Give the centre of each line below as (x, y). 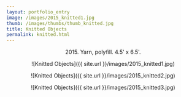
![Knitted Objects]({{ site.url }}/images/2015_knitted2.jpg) (103, 76)
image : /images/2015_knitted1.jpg (51, 18)
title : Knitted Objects (37, 29)
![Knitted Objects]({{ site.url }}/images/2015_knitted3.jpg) (103, 88)
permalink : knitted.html (38, 35)
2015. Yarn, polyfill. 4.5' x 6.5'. (103, 52)
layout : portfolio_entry (38, 12)
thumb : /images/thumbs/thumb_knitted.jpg (60, 23)
